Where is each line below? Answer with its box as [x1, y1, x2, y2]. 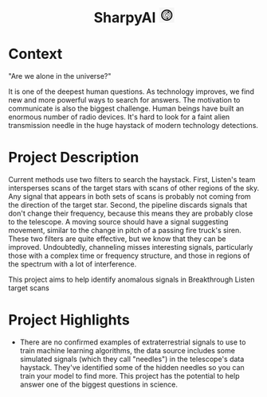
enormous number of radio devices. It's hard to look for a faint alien [8, 112, 230, 122]
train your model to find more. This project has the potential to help [19, 372, 240, 380]
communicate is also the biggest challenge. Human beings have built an [8, 103, 245, 114]
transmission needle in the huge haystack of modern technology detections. [8, 121, 259, 130]
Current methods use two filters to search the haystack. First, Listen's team [8, 175, 256, 185]
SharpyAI [93, 9, 156, 27]
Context [8, 45, 63, 63]
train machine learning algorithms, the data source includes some [19, 346, 235, 355]
